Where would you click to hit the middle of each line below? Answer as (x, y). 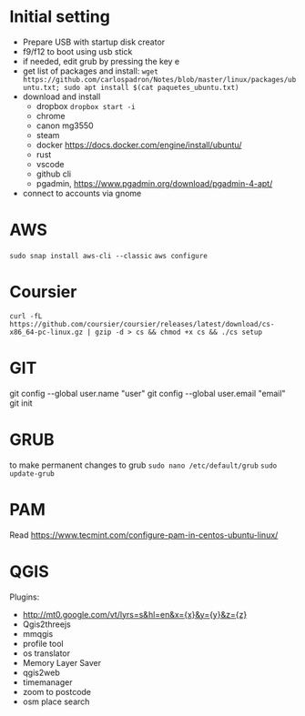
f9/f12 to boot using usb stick (77, 51)
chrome (51, 116)
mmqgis (38, 633)
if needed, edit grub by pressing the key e (101, 61)
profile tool (43, 643)
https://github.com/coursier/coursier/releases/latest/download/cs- (142, 324)
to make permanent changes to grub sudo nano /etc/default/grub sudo (143, 465)
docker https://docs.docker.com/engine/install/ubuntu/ (139, 145)
